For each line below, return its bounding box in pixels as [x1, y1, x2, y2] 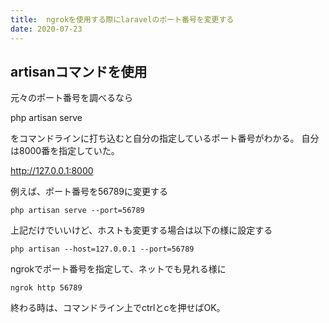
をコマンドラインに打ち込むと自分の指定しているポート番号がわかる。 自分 [10, 132, 320, 145]
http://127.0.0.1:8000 [10, 165, 94, 177]
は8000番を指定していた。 [10, 145, 120, 157]
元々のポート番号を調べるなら [10, 92, 133, 104]
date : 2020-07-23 [10, 24, 83, 34]
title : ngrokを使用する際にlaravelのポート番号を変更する [10, 14, 235, 25]
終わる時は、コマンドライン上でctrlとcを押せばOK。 [10, 302, 226, 314]
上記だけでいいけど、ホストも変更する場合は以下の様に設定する [10, 224, 273, 236]
